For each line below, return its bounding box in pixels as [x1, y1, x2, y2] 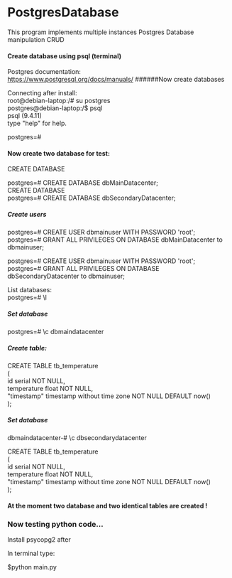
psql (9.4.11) [7, 112, 43, 120]
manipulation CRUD [7, 35, 65, 43]
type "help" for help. [7, 119, 67, 128]
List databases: [7, 286, 52, 294]
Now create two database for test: [7, 149, 110, 157]
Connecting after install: [7, 89, 77, 97]
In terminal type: [7, 549, 55, 558]
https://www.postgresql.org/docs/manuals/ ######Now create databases [7, 75, 225, 84]
